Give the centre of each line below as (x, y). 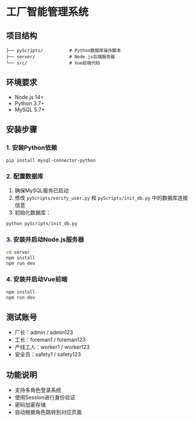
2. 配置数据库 (25, 176)
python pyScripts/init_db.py (42, 223)
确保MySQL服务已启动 (41, 190)
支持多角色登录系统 (38, 390)
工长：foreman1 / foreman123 (50, 340)
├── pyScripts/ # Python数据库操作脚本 (64, 51)
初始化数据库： (33, 212)
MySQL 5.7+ (30, 109)
